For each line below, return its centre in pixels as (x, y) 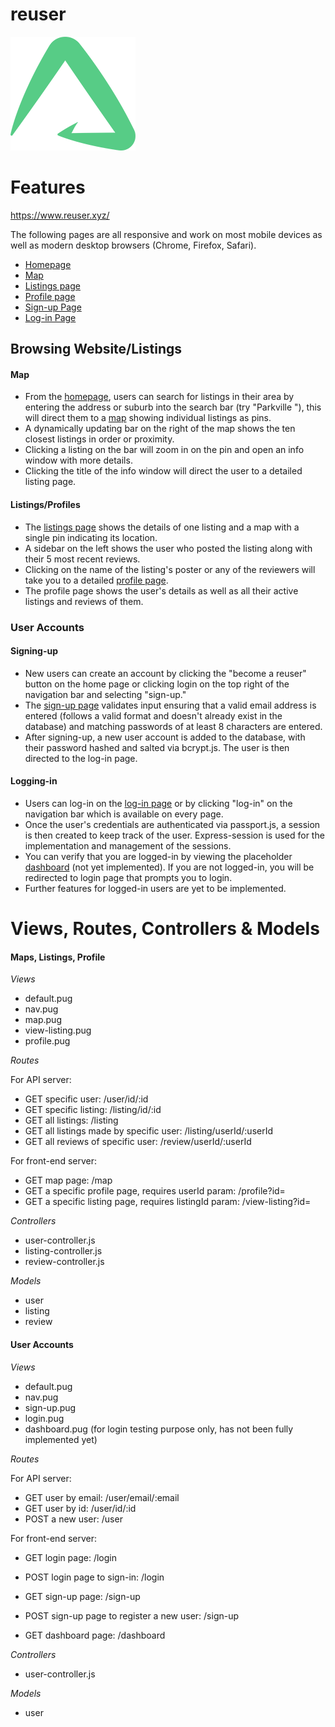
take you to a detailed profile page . (96, 580)
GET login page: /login (70, 1557)
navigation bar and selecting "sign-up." (105, 694)
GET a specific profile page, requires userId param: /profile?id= (155, 1191)
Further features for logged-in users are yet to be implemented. (155, 888)
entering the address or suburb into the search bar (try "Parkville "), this (173, 407)
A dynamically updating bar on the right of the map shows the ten (160, 429)
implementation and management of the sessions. (128, 846)
